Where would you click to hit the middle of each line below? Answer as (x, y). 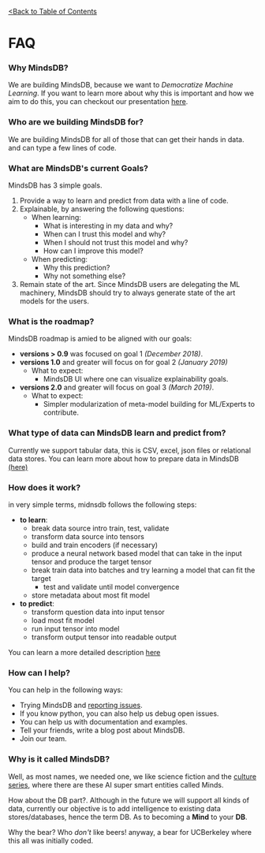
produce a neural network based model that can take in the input (136, 553)
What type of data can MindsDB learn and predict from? (117, 433)
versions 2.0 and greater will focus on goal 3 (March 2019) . (117, 387)
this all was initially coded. (51, 840)
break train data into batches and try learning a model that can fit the (143, 570)
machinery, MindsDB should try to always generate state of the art (127, 293)
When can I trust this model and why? (105, 234)
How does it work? (45, 487)
